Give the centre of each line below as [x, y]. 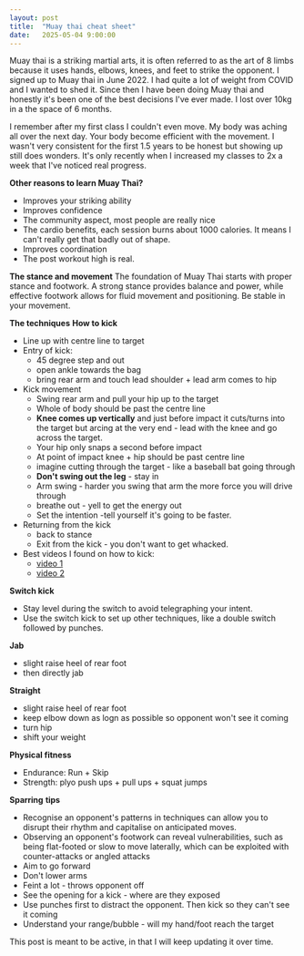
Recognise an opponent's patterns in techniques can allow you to [145, 817]
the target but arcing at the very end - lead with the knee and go [157, 428]
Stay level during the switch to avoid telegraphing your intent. [137, 609]
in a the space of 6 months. [61, 109]
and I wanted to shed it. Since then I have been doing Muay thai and [137, 90]
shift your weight [54, 737]
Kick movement [52, 389]
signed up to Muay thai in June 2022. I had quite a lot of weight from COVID [152, 80]
